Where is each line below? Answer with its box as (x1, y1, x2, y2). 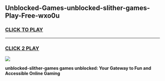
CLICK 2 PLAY (5, 45, 39, 52)
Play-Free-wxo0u (5, 12, 60, 20)
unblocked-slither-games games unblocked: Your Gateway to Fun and (5, 65, 151, 71)
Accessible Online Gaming (5, 70, 60, 76)
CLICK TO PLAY (5, 27, 43, 33)
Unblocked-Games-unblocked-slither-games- (5, 4, 150, 12)
